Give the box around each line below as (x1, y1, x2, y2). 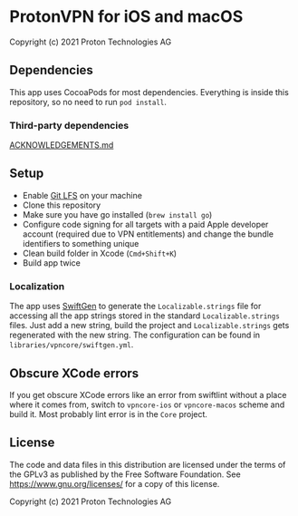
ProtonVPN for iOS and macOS (9, 6, 244, 27)
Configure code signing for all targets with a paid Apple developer (22, 219, 269, 229)
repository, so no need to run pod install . (9, 96, 168, 107)
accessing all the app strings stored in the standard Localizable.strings (9, 310, 281, 321)
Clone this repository (22, 200, 101, 210)
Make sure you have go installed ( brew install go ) (22, 209, 213, 219)
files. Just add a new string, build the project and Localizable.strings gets (9, 320, 290, 331)
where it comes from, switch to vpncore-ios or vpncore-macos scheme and (9, 399, 285, 410)
